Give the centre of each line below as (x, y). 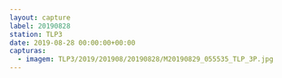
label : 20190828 (40, 26)
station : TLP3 (36, 34)
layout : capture (40, 17)
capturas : (28, 51)
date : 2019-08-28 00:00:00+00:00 (73, 43)
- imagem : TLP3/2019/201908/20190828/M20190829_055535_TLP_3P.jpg (146, 59)
